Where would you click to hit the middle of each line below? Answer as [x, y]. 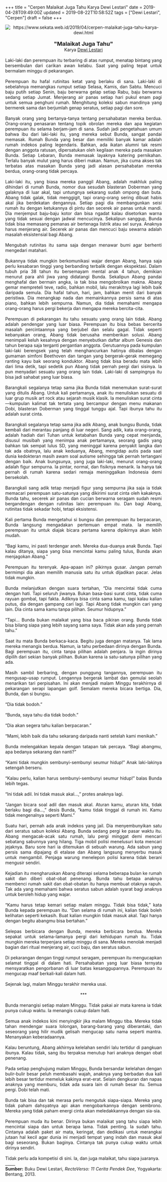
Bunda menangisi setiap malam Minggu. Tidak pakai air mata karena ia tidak [83, 1005]
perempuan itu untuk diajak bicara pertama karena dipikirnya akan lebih [83, 530]
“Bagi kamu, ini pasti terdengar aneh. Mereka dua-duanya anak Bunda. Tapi [83, 546]
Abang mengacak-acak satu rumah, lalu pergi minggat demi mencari [83, 836]
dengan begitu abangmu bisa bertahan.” [46, 921]
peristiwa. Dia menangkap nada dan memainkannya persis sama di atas [83, 298]
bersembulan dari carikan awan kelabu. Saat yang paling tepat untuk [83, 66]
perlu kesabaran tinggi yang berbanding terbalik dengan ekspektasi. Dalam [83, 266]
